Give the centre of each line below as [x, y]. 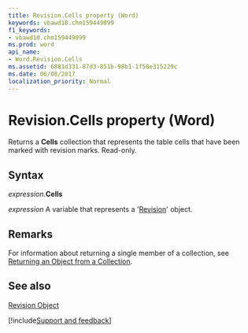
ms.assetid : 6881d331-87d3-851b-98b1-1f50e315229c [93, 67]
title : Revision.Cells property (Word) [74, 15]
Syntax [26, 175]
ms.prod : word [31, 45]
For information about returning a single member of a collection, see [119, 253]
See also [30, 286]
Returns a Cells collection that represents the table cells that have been [124, 142]
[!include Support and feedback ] [60, 320]
